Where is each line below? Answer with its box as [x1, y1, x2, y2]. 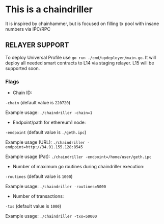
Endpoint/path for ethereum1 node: [12, 119, 86, 126]
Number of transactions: [12, 193, 64, 199]
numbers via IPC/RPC [5, 26, 51, 32]
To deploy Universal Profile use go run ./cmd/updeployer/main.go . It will [5, 54, 156, 60]
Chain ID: [12, 89, 32, 96]
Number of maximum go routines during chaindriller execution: [12, 164, 145, 170]
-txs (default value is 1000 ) [5, 203, 62, 209]
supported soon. [5, 65, 40, 71]
